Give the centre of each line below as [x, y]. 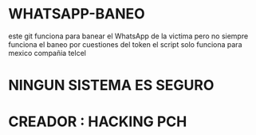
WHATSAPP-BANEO [77, 14]
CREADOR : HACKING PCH [98, 122]
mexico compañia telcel [47, 53]
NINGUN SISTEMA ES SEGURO [111, 85]
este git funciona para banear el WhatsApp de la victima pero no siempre [128, 36]
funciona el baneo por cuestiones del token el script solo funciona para [125, 44]
